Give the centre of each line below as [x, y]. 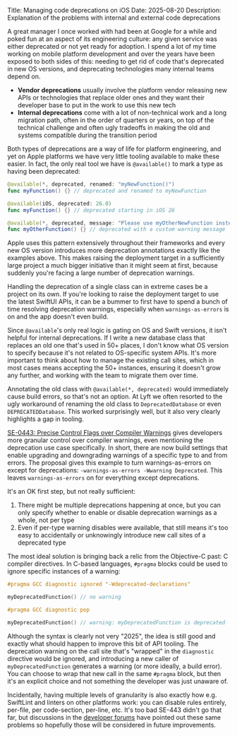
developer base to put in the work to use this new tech [97, 105]
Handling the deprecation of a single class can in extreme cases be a [108, 287]
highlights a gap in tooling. [46, 419]
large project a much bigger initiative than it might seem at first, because [113, 266]
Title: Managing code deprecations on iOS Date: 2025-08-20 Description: [114, 10]
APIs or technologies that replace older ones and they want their [111, 97]
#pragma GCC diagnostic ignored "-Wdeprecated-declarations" [99, 584]
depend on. [24, 76]
